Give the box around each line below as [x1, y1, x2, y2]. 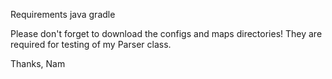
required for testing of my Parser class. [10, 39, 172, 50]
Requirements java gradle [10, 9, 116, 20]
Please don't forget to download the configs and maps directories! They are [10, 28, 323, 39]
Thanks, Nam [10, 58, 66, 69]
